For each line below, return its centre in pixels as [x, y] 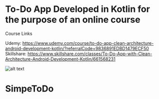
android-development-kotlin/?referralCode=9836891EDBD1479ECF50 [77, 48]
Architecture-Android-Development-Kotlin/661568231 [60, 59]
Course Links [19, 33]
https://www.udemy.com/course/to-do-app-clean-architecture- [88, 43]
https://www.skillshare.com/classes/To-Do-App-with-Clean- [90, 54]
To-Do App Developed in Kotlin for [77, 9]
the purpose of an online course [73, 20]
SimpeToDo [29, 89]
